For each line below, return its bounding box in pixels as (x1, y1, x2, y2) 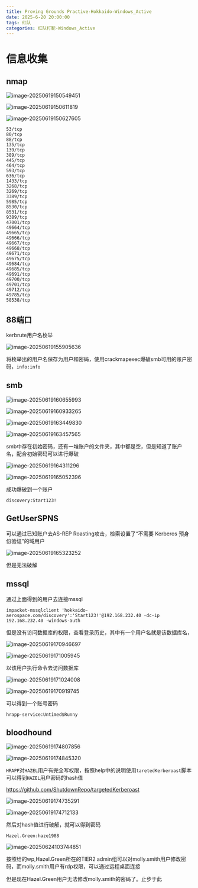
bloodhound (6, 727, 52, 737)
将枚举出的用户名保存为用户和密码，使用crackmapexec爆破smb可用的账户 (6, 356, 187, 363)
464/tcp (6, 163, 25, 169)
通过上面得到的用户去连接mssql (6, 595, 83, 602)
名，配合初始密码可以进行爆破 (6, 450, 79, 457)
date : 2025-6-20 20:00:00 (6, 14, 70, 20)
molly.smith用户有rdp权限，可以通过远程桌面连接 (21, 863, 141, 870)
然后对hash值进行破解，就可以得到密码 (6, 821, 101, 828)
